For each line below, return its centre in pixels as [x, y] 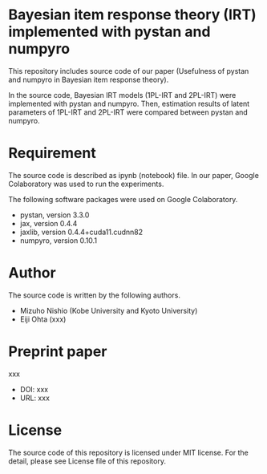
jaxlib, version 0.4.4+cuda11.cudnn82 [81, 232]
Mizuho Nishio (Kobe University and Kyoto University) [109, 310]
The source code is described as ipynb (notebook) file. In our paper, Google [133, 175]
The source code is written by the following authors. [94, 295]
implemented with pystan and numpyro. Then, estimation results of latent [129, 103]
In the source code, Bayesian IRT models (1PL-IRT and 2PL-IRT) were [122, 95]
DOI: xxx [34, 389]
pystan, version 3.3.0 [55, 215]
